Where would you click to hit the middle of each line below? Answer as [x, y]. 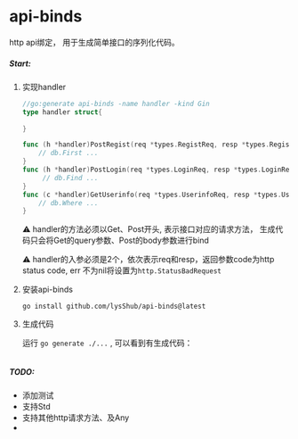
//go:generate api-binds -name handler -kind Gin [116, 104]
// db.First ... [68, 153]
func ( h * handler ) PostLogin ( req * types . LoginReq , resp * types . [142, 170]
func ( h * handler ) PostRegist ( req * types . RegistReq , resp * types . [145, 145]
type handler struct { [62, 112]
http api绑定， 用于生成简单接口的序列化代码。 [94, 42]
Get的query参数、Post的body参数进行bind [131, 240]
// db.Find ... [70, 178]
